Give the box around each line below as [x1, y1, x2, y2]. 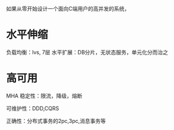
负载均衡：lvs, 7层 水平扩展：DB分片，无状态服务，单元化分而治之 [6, 48, 168, 56]
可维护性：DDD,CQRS [6, 105, 59, 112]
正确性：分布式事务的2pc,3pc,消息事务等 [6, 117, 106, 124]
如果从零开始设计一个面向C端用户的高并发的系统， [6, 5, 130, 12]
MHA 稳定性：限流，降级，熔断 [6, 92, 83, 99]
